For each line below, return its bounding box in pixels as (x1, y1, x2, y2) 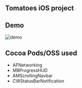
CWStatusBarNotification (12, 78, 64, 84)
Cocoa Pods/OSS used (5, 48, 77, 57)
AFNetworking (12, 62, 42, 68)
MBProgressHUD (12, 67, 48, 73)
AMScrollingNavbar (12, 72, 53, 79)
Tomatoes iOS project (5, 4, 74, 12)
